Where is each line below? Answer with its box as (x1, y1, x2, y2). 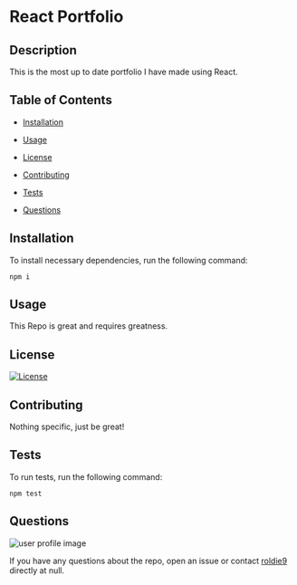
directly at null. (9, 564, 65, 576)
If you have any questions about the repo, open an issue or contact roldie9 (9, 555, 288, 566)
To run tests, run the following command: (9, 471, 163, 482)
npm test (9, 489, 43, 498)
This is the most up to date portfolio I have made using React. (9, 66, 238, 77)
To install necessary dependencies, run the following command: (9, 254, 248, 265)
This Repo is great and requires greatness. (9, 321, 168, 331)
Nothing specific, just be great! (9, 421, 125, 432)
